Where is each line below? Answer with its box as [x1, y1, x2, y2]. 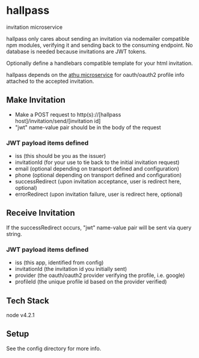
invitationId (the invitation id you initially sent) [14, 265, 127, 273]
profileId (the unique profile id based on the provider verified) [14, 278, 167, 285]
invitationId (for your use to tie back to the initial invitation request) [14, 159, 180, 166]
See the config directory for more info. [6, 345, 102, 352]
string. [6, 230, 22, 237]
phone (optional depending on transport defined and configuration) [14, 172, 182, 179]
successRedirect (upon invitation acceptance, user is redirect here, [14, 178, 182, 185]
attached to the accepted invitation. [6, 77, 94, 85]
